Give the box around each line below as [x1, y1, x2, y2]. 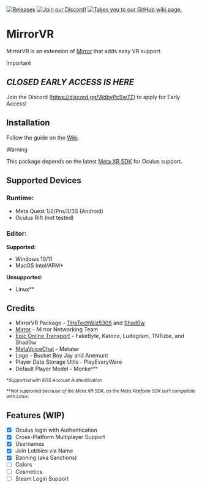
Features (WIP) [6, 410, 65, 421]
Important [6, 59, 31, 67]
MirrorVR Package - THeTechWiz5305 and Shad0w [15, 319, 145, 327]
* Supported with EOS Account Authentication [6, 377, 102, 384]
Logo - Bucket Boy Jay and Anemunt [15, 352, 108, 359]
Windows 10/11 [15, 255, 53, 263]
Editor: [6, 230, 27, 238]
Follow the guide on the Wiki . [6, 133, 80, 141]
